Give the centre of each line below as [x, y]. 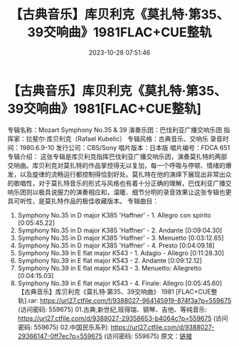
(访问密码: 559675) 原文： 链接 [148, 336]
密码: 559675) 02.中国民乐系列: [63, 327]
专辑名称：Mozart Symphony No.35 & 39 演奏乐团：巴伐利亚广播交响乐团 [115, 129]
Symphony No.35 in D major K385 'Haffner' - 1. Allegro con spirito [114, 215]
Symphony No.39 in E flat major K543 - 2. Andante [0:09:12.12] [110, 260]
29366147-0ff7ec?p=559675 [60, 336]
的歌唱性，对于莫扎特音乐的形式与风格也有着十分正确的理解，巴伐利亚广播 [116, 183]
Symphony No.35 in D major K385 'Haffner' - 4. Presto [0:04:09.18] [116, 245]
